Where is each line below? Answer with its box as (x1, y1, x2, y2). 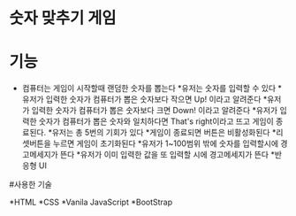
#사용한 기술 (9, 179, 53, 190)
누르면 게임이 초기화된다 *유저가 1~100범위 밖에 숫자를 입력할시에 (52, 138, 279, 149)
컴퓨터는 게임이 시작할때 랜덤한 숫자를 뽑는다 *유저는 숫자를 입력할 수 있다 (21, 83, 277, 94)
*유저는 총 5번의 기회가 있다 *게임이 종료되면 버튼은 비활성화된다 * (48, 127, 277, 138)
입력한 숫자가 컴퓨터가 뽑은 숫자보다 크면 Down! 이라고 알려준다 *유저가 (31, 105, 278, 116)
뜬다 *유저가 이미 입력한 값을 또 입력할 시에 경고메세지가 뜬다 (60, 150, 269, 160)
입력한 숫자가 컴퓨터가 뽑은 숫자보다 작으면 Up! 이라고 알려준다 (45, 94, 262, 104)
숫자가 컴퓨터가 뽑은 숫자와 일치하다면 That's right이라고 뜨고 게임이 (38, 116, 274, 127)
